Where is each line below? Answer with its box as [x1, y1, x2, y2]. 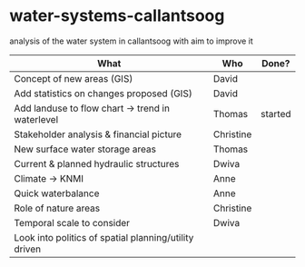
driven [14, 242, 42, 255]
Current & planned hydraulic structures [14, 157, 180, 170]
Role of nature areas [14, 202, 101, 214]
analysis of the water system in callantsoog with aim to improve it [9, 35, 254, 46]
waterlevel [14, 113, 59, 125]
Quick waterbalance [14, 187, 100, 200]
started [260, 107, 291, 120]
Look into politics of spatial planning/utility [14, 231, 194, 243]
